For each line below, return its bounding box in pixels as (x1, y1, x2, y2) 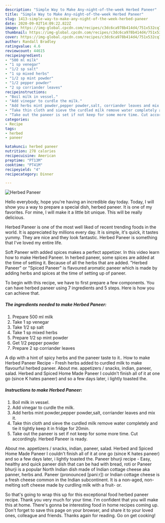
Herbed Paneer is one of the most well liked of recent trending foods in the (5, 224, 156, 230)
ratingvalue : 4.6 (5, 44, 41, 49)
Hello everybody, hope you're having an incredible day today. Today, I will (5, 199, 154, 205)
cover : (5, 35, 19, 40)
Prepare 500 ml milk (12, 314, 53, 320)
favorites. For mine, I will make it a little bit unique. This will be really (5, 210, 142, 215)
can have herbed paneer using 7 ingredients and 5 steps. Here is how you (5, 285, 155, 291)
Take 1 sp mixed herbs (12, 330, 58, 336)
